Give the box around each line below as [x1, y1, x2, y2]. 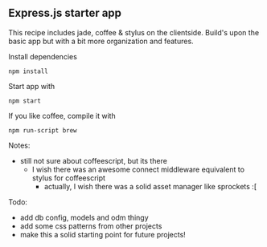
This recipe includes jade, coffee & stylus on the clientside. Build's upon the [8, 27, 260, 37]
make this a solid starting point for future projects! [19, 229, 187, 239]
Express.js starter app [8, 6, 122, 20]
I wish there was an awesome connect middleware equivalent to [31, 164, 245, 174]
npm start [8, 96, 42, 105]
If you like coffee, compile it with [8, 111, 117, 120]
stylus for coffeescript [31, 172, 106, 183]
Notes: [8, 140, 31, 150]
